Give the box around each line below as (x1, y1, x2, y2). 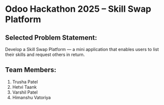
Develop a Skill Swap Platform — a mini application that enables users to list (5, 47, 159, 52)
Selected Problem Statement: (5, 33, 98, 42)
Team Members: (5, 66, 57, 74)
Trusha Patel (12, 79, 38, 84)
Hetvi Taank (12, 84, 37, 90)
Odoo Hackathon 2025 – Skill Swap (5, 3, 152, 15)
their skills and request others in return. (5, 52, 85, 57)
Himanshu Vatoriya (12, 94, 51, 100)
